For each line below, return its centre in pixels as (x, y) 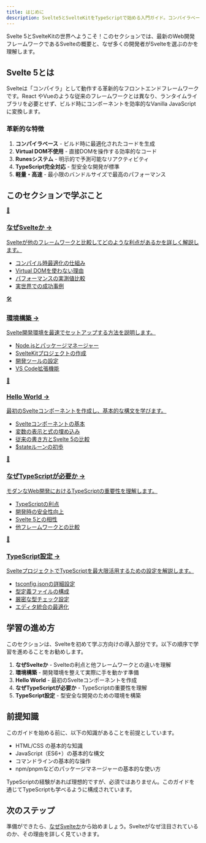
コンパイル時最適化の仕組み (50, 263)
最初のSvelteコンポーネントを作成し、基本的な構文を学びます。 (86, 411)
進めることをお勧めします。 (52, 651)
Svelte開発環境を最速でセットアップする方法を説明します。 (81, 333)
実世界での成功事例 (40, 286)
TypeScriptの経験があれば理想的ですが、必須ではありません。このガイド (98, 782)
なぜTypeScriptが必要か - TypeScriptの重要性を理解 (81, 688)
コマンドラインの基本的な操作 (53, 761)
